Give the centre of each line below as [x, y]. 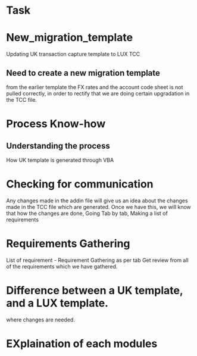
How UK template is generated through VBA [60, 160]
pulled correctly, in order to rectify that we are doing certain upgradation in [98, 93]
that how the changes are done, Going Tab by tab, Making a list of [87, 213]
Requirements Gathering [68, 244]
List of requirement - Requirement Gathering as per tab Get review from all [97, 260]
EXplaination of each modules [82, 343]
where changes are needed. [41, 320]
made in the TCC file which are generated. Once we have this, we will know [99, 207]
